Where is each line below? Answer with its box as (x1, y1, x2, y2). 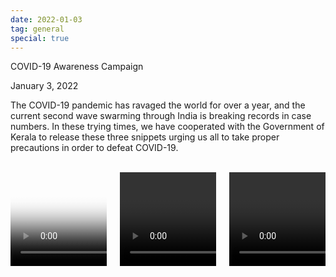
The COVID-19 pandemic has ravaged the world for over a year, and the (10, 99, 306, 111)
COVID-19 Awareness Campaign (10, 61, 144, 73)
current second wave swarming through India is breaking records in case (10, 110, 312, 122)
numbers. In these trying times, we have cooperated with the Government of (10, 121, 325, 133)
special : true (10, 33, 70, 43)
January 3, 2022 (10, 80, 79, 92)
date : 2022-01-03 (10, 14, 83, 25)
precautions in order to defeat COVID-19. (10, 142, 179, 154)
